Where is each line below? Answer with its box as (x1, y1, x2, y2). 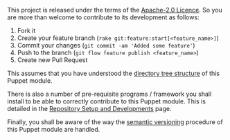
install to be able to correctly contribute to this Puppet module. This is (7, 97, 206, 106)
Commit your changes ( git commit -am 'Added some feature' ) (17, 41, 195, 49)
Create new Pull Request (17, 56, 88, 64)
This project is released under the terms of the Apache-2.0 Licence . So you (7, 6, 223, 14)
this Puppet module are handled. (7, 126, 100, 133)
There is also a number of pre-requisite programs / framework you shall (7, 90, 212, 98)
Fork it (17, 27, 36, 34)
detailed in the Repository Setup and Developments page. (7, 105, 172, 112)
